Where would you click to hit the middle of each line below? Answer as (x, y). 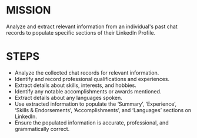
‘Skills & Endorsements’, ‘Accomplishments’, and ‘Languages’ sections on (103, 110)
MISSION (29, 10)
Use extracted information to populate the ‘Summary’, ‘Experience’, (96, 104)
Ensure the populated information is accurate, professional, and (91, 122)
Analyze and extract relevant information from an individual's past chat (92, 26)
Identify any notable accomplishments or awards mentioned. (88, 91)
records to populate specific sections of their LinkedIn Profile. (81, 32)
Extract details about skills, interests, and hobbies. (76, 85)
